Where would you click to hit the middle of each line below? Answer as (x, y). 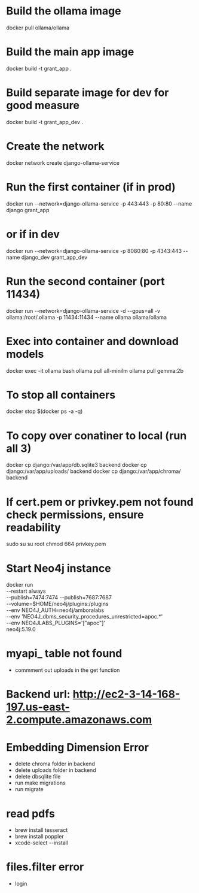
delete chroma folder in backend (55, 764)
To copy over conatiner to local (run (97, 435)
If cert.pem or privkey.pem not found (100, 502)
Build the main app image (70, 52)
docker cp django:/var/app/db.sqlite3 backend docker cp (77, 465)
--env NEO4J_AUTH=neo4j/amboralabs (55, 610)
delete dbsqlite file (38, 777)
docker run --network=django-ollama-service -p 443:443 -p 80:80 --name (99, 203)
